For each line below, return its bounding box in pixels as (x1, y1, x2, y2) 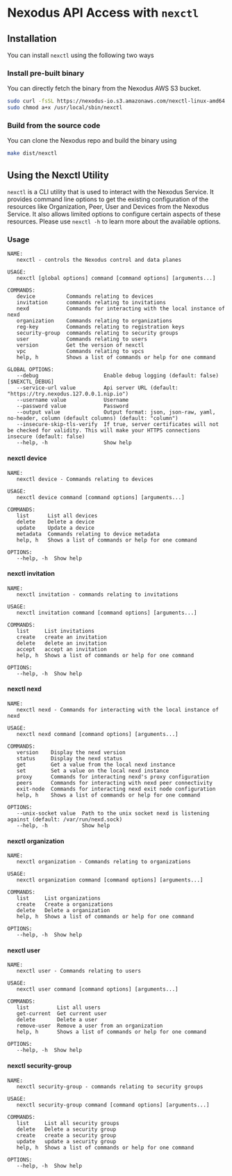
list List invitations (16, 627, 95, 634)
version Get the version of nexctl (16, 342, 144, 349)
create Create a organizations (16, 901, 113, 908)
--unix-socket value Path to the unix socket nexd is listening (16, 810, 210, 817)
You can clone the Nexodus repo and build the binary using (7, 136, 177, 145)
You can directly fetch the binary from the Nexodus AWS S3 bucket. (7, 84, 201, 93)
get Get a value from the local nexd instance (16, 761, 176, 768)
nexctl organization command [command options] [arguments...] (16, 877, 204, 884)
